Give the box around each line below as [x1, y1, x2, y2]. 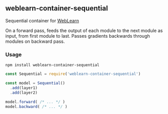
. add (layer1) [10, 85, 38, 91]
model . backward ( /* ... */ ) [5, 104, 68, 109]
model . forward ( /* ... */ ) [5, 99, 66, 105]
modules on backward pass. [5, 38, 65, 44]
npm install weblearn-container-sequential [5, 63, 100, 68]
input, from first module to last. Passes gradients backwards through [5, 33, 150, 39]
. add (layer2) [10, 90, 38, 95]
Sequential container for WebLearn [5, 17, 79, 23]
